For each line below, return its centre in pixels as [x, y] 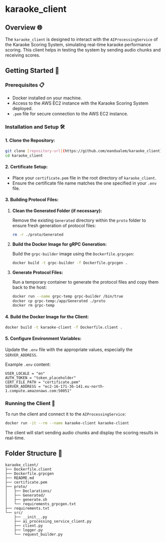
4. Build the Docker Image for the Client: [47, 316]
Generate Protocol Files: [38, 272]
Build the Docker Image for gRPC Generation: [60, 244]
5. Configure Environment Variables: [43, 339]
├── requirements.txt [27, 508]
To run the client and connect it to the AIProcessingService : [65, 414]
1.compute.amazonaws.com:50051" [38, 391]
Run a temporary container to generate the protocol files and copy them [85, 282]
